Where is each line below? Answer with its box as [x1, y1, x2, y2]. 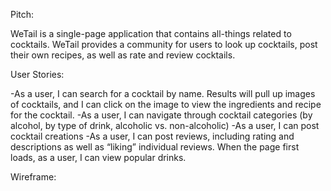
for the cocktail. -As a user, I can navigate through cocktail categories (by [10, 109, 313, 121]
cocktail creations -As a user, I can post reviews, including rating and [10, 130, 295, 142]
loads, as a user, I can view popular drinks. [10, 152, 187, 163]
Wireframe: [10, 171, 57, 183]
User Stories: [10, 69, 65, 80]
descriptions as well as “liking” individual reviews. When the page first [10, 141, 300, 153]
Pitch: [10, 9, 35, 20]
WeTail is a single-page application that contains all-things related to [10, 28, 292, 39]
